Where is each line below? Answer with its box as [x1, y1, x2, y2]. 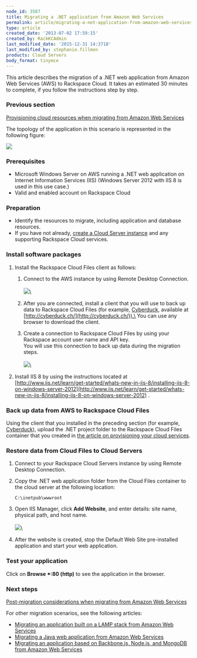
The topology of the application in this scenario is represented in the [6, 125, 171, 132]
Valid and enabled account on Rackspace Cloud [14, 189, 131, 196]
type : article [6, 25, 41, 31]
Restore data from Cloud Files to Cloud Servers [6, 446, 142, 455]
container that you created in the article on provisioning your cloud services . [6, 432, 191, 439]
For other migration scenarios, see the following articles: [6, 609, 142, 616]
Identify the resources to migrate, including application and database [14, 217, 182, 224]
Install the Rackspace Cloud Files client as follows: [14, 264, 137, 271]
